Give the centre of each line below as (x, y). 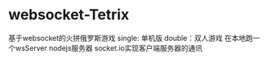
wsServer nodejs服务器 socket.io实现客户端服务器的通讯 (109, 48)
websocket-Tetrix (69, 15)
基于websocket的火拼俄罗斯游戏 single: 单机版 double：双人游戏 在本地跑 (131, 38)
